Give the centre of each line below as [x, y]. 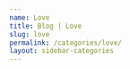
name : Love [30, 17]
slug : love [30, 34]
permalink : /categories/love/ [66, 43]
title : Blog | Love [46, 26]
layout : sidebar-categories [62, 51]
